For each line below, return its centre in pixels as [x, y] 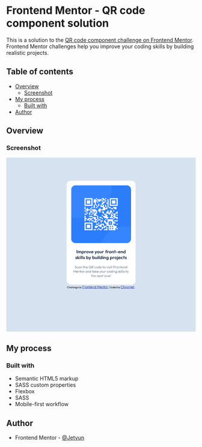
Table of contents [40, 72]
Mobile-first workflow [42, 404]
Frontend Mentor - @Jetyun [50, 438]
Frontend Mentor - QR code [76, 11]
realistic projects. [28, 52]
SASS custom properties [45, 385]
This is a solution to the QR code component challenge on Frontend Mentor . [100, 40]
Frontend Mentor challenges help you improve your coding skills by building [100, 46]
